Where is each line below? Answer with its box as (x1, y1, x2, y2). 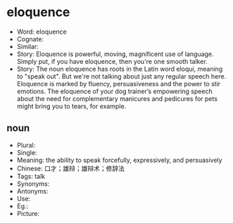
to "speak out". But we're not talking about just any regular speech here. (16, 72, 227, 81)
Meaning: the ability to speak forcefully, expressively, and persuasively (16, 156, 222, 164)
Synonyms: (16, 180, 50, 188)
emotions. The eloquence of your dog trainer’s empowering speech (16, 87, 213, 95)
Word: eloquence (16, 27, 68, 36)
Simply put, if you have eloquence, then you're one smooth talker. (16, 57, 208, 65)
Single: (16, 148, 37, 156)
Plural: (16, 141, 36, 149)
